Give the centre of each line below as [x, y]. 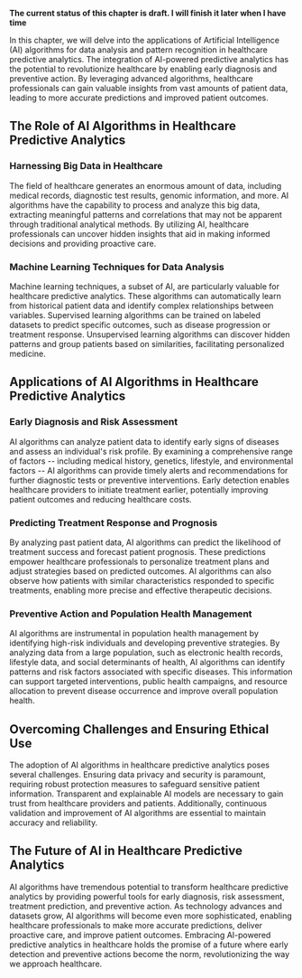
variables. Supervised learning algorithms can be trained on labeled [135, 315]
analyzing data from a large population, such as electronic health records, [146, 653]
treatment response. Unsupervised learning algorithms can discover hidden [150, 334]
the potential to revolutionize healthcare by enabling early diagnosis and [143, 69]
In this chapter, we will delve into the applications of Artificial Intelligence [144, 40]
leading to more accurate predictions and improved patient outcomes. [139, 98]
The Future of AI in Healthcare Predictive [126, 851]
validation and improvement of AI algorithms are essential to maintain [138, 813]
